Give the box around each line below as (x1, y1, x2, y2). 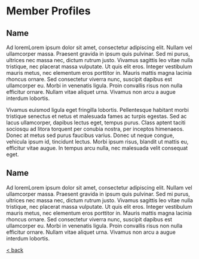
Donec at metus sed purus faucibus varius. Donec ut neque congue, (6, 132, 174, 139)
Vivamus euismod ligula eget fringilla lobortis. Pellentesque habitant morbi (6, 106, 189, 113)
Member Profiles (6, 4, 91, 18)
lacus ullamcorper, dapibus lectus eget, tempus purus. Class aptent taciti (6, 119, 186, 126)
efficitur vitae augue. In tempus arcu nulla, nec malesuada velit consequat (6, 145, 188, 151)
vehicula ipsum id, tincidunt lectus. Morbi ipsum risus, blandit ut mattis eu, (6, 138, 189, 145)
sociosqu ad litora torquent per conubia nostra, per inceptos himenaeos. (6, 126, 184, 132)
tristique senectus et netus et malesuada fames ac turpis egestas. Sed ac (6, 112, 187, 120)
